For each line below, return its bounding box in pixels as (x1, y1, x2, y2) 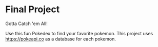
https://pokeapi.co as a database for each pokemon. (5, 36, 116, 42)
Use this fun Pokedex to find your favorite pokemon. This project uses (5, 30, 153, 36)
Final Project (5, 4, 60, 15)
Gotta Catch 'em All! (5, 20, 48, 27)
